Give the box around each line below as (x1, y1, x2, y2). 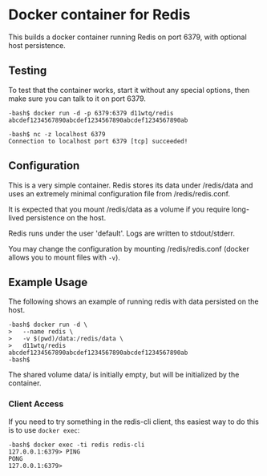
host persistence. (8, 40, 66, 50)
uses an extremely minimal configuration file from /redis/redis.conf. (8, 188, 231, 198)
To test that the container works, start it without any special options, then (8, 85, 250, 95)
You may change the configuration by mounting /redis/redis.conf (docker (8, 244, 250, 253)
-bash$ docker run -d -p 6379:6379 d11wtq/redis (8, 109, 174, 117)
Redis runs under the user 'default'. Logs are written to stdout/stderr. (8, 228, 235, 238)
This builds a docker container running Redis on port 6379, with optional (8, 32, 247, 42)
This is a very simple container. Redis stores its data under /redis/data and (8, 180, 253, 190)
